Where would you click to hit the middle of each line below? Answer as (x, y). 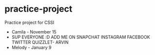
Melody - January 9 (31, 47)
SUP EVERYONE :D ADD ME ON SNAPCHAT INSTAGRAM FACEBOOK (81, 37)
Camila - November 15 (34, 32)
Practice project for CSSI (29, 22)
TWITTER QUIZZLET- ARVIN (40, 42)
